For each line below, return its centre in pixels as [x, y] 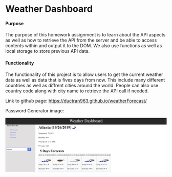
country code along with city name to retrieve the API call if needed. [77, 91]
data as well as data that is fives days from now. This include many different [85, 80]
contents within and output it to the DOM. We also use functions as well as [84, 46]
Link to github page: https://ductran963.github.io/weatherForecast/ [76, 101]
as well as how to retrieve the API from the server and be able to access [81, 40]
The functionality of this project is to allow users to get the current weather [84, 74]
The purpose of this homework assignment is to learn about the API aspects [85, 35]
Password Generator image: [35, 110]
